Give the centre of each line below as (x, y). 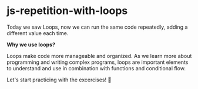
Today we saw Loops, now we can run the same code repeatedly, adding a (97, 27)
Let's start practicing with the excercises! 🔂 (59, 80)
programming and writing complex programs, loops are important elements (98, 62)
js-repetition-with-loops (67, 11)
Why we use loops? (31, 44)
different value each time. (38, 33)
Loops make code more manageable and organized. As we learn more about (99, 56)
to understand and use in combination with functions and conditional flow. (96, 68)
